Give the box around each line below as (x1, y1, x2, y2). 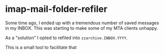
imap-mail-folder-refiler (5, 3, 108, 15)
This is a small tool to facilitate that (5, 44, 77, 50)
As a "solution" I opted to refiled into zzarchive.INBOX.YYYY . (5, 35, 128, 41)
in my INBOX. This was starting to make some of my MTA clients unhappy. (5, 25, 158, 31)
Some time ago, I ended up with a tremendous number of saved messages (5, 20, 159, 26)
